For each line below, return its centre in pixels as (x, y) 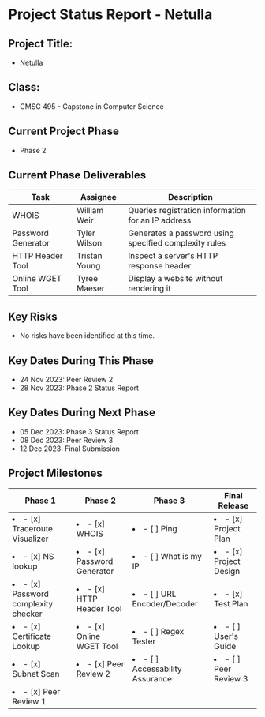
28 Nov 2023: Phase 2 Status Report (79, 388)
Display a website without (175, 279)
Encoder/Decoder (165, 603)
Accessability (157, 669)
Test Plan (231, 603)
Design (227, 571)
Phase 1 (41, 501)
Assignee (98, 197)
